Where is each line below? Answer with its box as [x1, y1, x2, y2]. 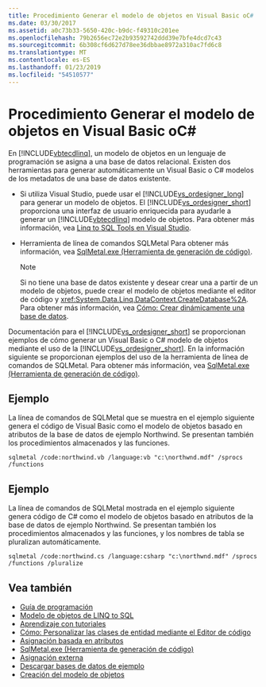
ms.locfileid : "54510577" [8, 71, 94, 79]
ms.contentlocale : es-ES [8, 56, 91, 64]
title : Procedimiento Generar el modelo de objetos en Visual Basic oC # [8, 11, 254, 20]
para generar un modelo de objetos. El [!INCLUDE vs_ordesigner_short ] [19, 197, 252, 207]
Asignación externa [19, 653, 83, 662]
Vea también [8, 581, 72, 595]
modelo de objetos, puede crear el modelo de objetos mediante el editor [19, 285, 256, 295]
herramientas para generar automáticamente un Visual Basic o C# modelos [8, 165, 254, 175]
